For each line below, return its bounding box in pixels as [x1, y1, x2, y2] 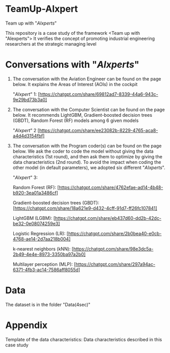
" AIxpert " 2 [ [12, 127, 40, 133]
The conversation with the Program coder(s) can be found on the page [12, 142, 162, 149]
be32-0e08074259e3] [12, 220, 60, 226]
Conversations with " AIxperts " [5, 59, 139, 71]
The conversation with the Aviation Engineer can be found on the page [12, 75, 161, 82]
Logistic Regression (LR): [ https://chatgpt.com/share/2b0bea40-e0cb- [12, 230, 162, 236]
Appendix [5, 320, 47, 331]
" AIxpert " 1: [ [12, 91, 40, 97]
